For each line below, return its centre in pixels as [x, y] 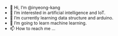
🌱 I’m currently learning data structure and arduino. [61, 18]
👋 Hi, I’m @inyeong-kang [35, 8]
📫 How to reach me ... [32, 28]
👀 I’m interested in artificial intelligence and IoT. [58, 13]
